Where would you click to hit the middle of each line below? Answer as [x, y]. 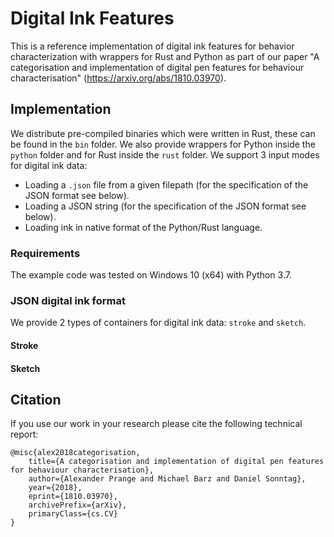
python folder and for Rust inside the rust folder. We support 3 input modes [165, 154]
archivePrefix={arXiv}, [78, 505]
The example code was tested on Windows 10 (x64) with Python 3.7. [151, 275]
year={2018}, [55, 488]
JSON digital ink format [68, 300]
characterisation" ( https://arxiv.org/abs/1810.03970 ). [118, 78]
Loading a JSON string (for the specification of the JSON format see [165, 206]
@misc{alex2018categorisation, [75, 453]
